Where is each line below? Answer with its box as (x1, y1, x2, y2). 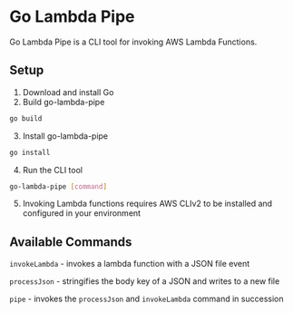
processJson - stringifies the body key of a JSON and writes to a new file (9, 276, 280, 287)
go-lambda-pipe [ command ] (9, 181, 107, 191)
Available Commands (9, 234, 132, 249)
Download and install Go (22, 86, 114, 97)
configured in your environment (22, 208, 142, 219)
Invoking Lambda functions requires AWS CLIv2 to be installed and (22, 198, 273, 210)
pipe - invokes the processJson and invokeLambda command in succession (9, 293, 284, 305)
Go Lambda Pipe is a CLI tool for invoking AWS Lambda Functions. (9, 36, 258, 47)
